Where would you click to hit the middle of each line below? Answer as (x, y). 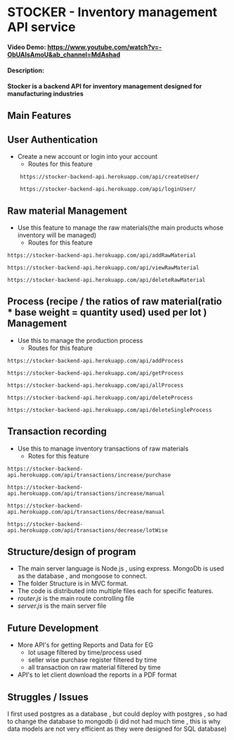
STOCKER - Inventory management (112, 12)
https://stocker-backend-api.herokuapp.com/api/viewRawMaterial (103, 268)
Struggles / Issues (48, 697)
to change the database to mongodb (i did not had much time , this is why (114, 722)
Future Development (53, 628)
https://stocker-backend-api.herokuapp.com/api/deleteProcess (100, 398)
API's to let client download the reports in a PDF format (97, 675)
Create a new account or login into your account (87, 157)
